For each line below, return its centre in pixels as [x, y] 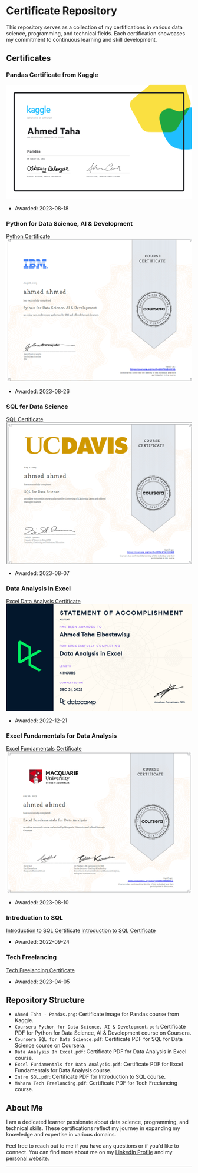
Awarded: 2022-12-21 [41, 721]
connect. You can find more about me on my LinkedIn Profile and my [89, 1152]
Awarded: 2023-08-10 [42, 902]
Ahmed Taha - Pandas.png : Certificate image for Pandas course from [97, 1014]
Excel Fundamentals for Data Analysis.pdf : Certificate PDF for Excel [99, 1064]
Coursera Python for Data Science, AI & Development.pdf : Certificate [100, 1027]
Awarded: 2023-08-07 [42, 573]
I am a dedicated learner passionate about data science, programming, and [97, 1122]
